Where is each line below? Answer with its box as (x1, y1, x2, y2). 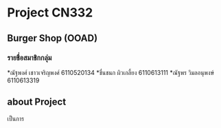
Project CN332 (7, 5, 93, 21)
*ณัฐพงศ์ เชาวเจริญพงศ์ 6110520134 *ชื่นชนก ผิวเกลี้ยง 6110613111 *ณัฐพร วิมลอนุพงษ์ (7, 68, 214, 76)
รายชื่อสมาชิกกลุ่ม (7, 53, 52, 63)
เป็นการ (7, 114, 25, 122)
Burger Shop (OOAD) (7, 32, 98, 44)
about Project (7, 96, 67, 108)
